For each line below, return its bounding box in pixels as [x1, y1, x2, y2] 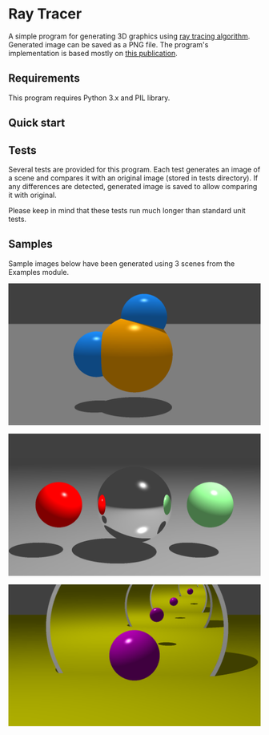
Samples [8, 237, 54, 251]
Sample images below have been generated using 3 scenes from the [8, 258, 235, 269]
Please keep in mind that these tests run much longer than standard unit [8, 205, 246, 215]
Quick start [8, 116, 66, 130]
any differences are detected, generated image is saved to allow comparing [8, 181, 258, 191]
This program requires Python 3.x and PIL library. [8, 93, 171, 103]
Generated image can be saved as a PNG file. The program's [8, 39, 209, 49]
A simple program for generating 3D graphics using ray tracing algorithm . [8, 31, 251, 41]
